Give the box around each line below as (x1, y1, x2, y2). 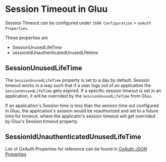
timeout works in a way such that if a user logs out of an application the (5, 82, 151, 88)
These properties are (5, 35, 48, 41)
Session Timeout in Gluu (5, 3, 108, 15)
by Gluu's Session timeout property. (5, 118, 78, 124)
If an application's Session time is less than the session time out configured (5, 103, 159, 108)
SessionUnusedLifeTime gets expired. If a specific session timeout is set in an (5, 88, 162, 94)
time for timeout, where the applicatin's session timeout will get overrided (5, 113, 156, 119)
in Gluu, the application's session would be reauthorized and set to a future (5, 108, 159, 113)
